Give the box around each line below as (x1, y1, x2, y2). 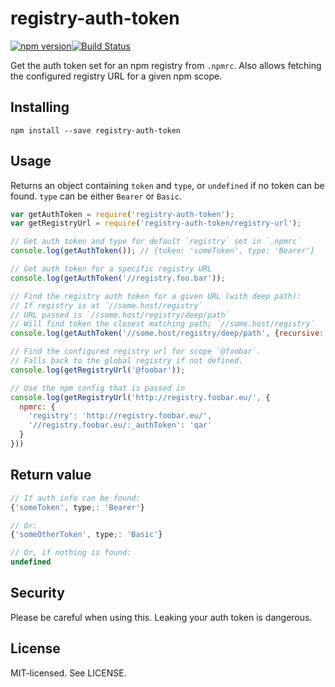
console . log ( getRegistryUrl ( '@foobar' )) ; (10, 365, 186, 375)
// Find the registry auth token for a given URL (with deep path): (10, 291, 302, 301)
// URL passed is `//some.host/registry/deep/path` (10, 310, 230, 320)
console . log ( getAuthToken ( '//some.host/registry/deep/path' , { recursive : (10, 328, 325, 339)
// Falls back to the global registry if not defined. (10, 356, 244, 366)
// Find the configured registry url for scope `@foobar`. (10, 347, 262, 357)
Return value (10, 467, 92, 484)
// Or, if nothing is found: (10, 548, 132, 558)
